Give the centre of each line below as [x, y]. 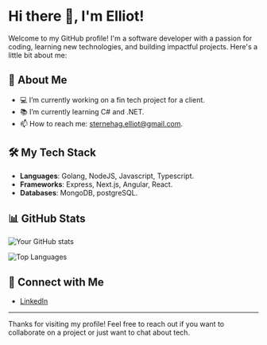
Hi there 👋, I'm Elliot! [76, 16]
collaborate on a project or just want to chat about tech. [99, 332]
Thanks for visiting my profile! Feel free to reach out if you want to [116, 324]
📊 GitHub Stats [47, 218]
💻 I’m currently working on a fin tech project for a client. [112, 99]
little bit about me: [38, 55]
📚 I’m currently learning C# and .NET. [82, 111]
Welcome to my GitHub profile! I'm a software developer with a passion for [130, 38]
